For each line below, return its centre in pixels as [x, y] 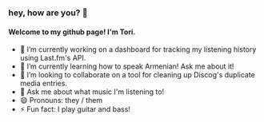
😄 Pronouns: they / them [61, 100]
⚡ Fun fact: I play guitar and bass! [75, 109]
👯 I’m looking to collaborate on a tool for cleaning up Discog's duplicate [138, 75]
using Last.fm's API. [53, 58]
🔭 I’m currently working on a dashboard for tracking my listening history [138, 49]
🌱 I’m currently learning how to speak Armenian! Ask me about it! [127, 66]
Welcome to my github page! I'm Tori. [72, 32]
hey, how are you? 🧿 [48, 13]
